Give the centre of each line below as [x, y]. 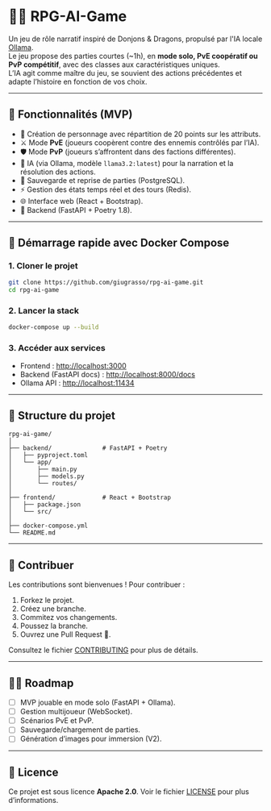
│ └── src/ [30, 512]
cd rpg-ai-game [34, 290]
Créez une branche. [53, 609]
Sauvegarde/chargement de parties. [80, 730]
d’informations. [33, 801]
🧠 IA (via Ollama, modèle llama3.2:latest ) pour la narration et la [127, 163]
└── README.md [32, 533]
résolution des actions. [58, 172]
